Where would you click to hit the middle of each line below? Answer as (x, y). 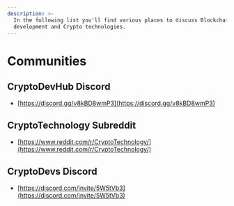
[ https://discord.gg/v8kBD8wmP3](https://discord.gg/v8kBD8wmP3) (116, 103)
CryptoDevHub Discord (59, 87)
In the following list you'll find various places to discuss (106, 20)
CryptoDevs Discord (52, 171)
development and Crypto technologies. (70, 26)
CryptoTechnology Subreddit (72, 125)
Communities (47, 61)
